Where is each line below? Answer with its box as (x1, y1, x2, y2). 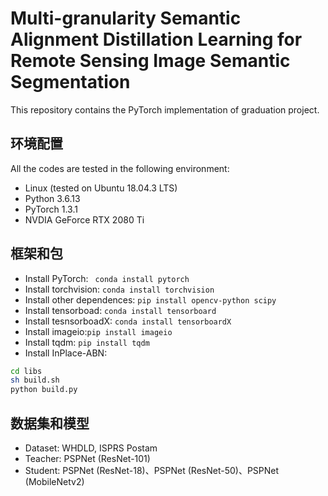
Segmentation (10, 71, 131, 94)
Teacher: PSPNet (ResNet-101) (24, 453, 151, 464)
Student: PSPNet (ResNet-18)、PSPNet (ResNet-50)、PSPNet (24, 465, 280, 476)
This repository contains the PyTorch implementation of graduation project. (10, 103, 320, 116)
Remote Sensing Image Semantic (10, 50, 291, 72)
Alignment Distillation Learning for (10, 28, 303, 51)
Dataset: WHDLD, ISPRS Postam (24, 442, 158, 454)
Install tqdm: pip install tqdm (24, 336, 150, 348)
